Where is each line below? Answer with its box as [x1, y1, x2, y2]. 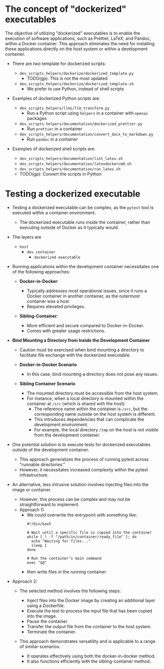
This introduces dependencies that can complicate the [34, 416, 144, 422]
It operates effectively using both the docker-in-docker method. [26, 653, 156, 659]
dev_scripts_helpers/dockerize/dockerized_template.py [19, 71, 134, 76]
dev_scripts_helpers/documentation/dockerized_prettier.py [19, 122, 143, 126]
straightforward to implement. [19, 501, 80, 507]
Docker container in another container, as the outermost [26, 293, 141, 299]
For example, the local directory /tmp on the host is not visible [34, 426, 159, 432]
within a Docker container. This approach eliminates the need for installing [5, 40, 155, 46]
